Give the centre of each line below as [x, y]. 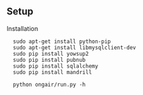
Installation [23, 28]
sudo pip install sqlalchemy [56, 66]
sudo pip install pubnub [49, 60]
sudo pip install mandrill [52, 72]
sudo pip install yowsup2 [51, 53]
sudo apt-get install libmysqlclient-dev [75, 47]
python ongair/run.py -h [49, 84]
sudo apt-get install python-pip [62, 42]
